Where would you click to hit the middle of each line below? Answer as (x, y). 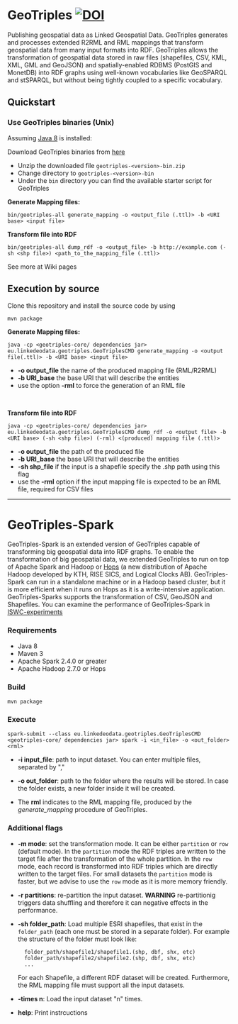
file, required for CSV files (55, 489)
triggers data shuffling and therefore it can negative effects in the (113, 902)
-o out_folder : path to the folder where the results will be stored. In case (123, 781)
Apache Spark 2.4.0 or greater (62, 661)
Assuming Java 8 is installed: (50, 138)
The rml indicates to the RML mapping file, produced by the (105, 802)
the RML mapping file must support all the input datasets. (101, 985)
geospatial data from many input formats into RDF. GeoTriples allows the (113, 50)
